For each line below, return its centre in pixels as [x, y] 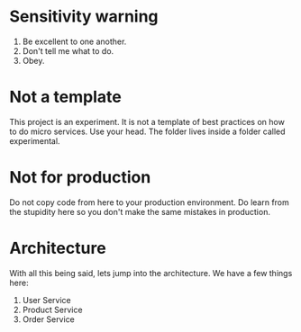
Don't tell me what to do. [68, 50]
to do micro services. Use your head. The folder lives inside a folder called [147, 131]
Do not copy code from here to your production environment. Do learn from [150, 202]
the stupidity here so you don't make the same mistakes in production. [140, 211]
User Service [47, 300]
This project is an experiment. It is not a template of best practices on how [147, 121]
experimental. [35, 140]
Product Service [52, 310]
